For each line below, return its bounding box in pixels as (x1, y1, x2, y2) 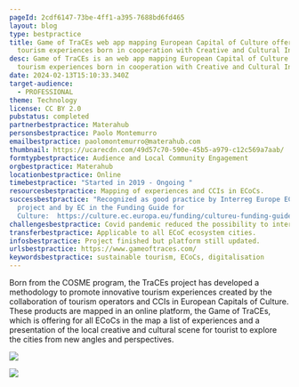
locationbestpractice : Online (9, 170, 122, 179)
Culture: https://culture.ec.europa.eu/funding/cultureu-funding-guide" (17, 211, 296, 221)
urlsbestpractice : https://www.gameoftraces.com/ (9, 245, 198, 254)
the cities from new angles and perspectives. (9, 335, 174, 344)
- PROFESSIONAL (17, 87, 74, 96)
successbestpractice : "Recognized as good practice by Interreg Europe (9, 195, 280, 205)
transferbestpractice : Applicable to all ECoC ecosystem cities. (9, 228, 256, 237)
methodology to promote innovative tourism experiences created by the (9, 286, 273, 297)
